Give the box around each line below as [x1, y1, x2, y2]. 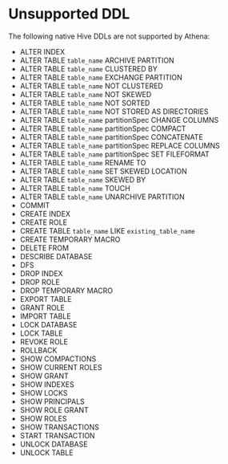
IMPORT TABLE [19, 311, 71, 321]
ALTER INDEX [19, 47, 66, 56]
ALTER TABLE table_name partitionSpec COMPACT [19, 124, 186, 133]
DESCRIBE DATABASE [19, 251, 93, 261]
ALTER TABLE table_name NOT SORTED [19, 98, 150, 108]
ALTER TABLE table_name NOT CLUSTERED [19, 81, 164, 91]
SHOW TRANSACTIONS [19, 422, 100, 432]
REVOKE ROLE [19, 336, 68, 346]
